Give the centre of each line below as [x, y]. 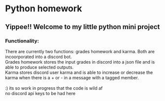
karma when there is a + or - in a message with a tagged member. [72, 77]
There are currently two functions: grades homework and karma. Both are [80, 51]
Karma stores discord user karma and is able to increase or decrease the [79, 72]
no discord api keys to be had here [40, 93]
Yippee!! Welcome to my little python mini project [82, 27]
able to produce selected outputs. [39, 67]
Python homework [44, 9]
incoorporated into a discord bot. [39, 57]
